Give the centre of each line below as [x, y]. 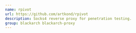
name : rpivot [18, 9]
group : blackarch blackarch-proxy [40, 23]
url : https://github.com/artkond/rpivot [47, 14]
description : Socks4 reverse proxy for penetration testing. [68, 18]
